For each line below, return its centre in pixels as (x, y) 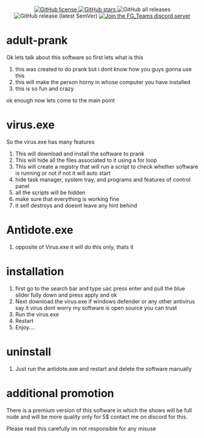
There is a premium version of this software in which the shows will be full (99, 410)
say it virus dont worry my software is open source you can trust (96, 308)
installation (35, 272)
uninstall (29, 352)
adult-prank (37, 41)
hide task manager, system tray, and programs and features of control (103, 179)
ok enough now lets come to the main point (61, 100)
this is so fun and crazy (44, 88)
